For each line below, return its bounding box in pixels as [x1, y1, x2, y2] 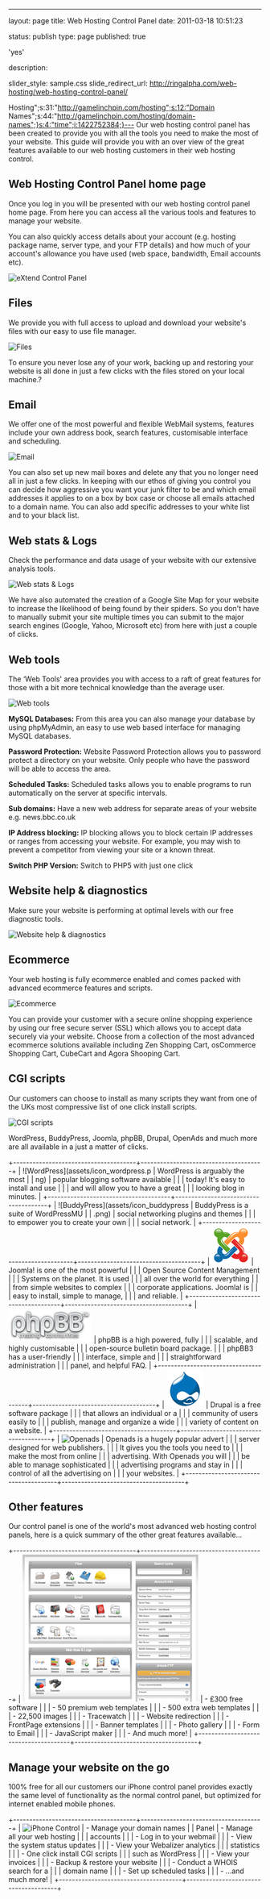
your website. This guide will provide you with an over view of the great [8, 137, 245, 146]
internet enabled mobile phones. [8, 1799, 116, 1809]
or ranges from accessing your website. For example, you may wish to [8, 836, 241, 847]
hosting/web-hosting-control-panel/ [8, 87, 129, 97]
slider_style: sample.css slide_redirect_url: [8, 78, 148, 88]
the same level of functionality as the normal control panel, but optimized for [8, 1791, 261, 1801]
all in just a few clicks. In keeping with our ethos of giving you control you [8, 477, 252, 486]
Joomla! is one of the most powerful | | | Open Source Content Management [8, 1265, 260, 1275]
